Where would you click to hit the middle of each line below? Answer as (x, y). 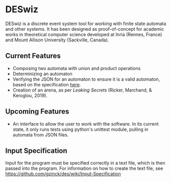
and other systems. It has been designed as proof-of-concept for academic (85, 29)
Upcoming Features (37, 112)
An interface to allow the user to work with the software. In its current (86, 124)
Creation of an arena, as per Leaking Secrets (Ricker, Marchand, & (82, 90)
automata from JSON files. (41, 134)
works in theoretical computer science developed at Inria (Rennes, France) (84, 34)
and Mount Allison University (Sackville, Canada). (57, 40)
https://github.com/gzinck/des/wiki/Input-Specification (63, 174)
